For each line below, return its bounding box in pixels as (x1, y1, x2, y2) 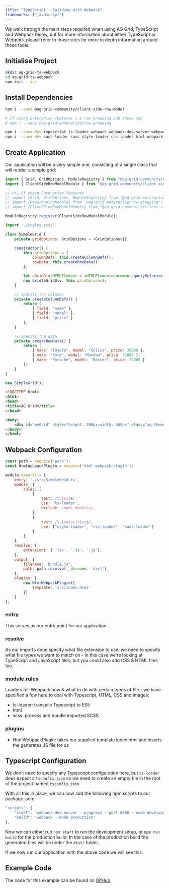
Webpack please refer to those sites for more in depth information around (5, 36, 158, 43)
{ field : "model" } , (32, 311, 75, 316)
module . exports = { (5, 472, 46, 478)
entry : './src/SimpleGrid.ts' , (14, 477, 80, 482)
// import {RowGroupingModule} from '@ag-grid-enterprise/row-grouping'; (5, 200, 163, 205)
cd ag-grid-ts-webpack (5, 75, 53, 80)
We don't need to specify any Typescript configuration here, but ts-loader (5, 770, 160, 776)
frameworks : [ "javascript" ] (5, 12, 64, 17)
